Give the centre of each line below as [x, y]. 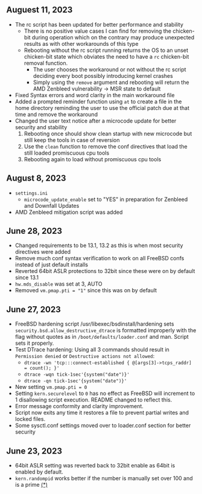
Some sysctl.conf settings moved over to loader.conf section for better [103, 426]
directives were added [43, 252]
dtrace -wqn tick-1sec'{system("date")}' [77, 375]
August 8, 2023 [36, 178]
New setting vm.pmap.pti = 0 [51, 387]
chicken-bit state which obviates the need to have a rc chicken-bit [106, 56]
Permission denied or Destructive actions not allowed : [85, 356]
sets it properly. [34, 343]
